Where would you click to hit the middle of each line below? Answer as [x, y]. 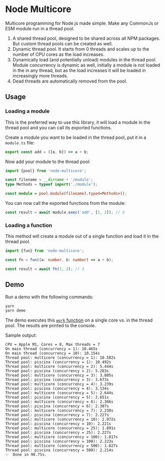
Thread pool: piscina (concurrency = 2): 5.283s [57, 371]
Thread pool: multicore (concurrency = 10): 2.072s [60, 419]
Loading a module [28, 111]
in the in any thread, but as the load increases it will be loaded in [79, 70]
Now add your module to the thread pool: [48, 162]
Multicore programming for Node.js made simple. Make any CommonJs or [82, 23]
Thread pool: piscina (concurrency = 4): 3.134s [57, 389]
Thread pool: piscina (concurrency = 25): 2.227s [58, 433]
